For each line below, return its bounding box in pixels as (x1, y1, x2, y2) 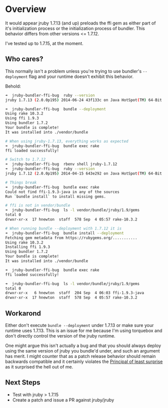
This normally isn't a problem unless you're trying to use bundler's (5, 68, 142, 74)
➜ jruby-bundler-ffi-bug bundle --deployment (5, 106, 106, 111)
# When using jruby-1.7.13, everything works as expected (5, 138, 128, 143)
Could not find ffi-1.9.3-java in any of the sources (5, 189, 120, 194)
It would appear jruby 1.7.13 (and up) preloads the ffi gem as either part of (5, 20, 156, 26)
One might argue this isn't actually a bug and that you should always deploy (5, 342, 161, 348)
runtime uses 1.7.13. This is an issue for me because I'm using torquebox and (5, 327, 162, 333)
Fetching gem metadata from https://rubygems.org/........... (5, 235, 137, 240)
